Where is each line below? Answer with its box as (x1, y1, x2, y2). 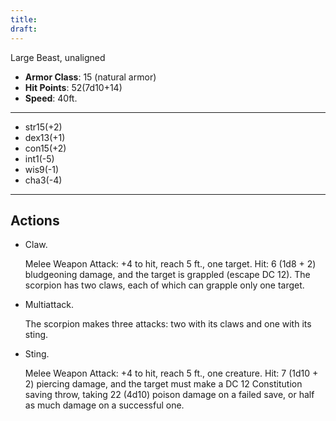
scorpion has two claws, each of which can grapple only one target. (24, 279, 305, 291)
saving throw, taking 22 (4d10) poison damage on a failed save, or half (24, 389, 315, 401)
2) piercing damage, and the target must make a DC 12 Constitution (24, 378, 303, 390)
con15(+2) (24, 142, 67, 154)
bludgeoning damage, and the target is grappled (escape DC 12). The (24, 269, 311, 281)
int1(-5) (24, 152, 55, 165)
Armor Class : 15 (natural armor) (24, 71, 157, 83)
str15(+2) (24, 121, 63, 133)
